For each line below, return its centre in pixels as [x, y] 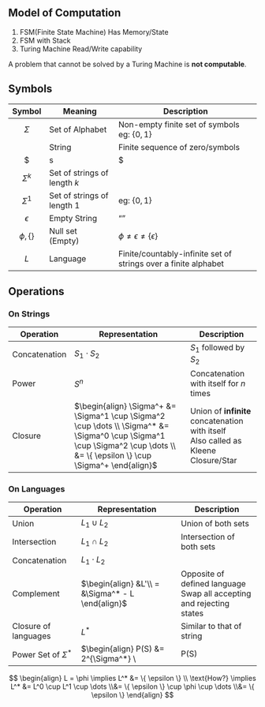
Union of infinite [221, 411]
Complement [36, 593]
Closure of [32, 627]
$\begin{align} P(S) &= [123, 649]
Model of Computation [65, 13]
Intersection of [208, 537]
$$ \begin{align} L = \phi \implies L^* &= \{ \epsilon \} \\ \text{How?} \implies [132, 679]
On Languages [37, 488]
